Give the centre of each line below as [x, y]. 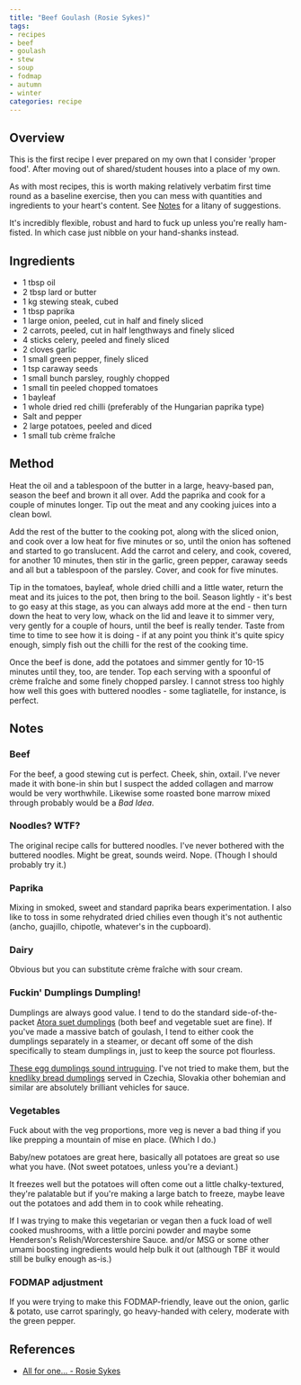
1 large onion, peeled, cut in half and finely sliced [113, 321]
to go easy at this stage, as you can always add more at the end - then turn [148, 606]
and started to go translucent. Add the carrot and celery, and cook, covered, [150, 551]
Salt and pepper [52, 416]
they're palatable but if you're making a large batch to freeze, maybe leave [147, 1193]
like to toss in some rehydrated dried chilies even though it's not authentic [146, 917]
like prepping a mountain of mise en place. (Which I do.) [113, 1139]
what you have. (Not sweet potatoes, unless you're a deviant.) [124, 1166]
